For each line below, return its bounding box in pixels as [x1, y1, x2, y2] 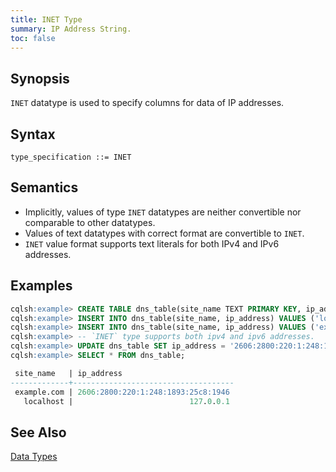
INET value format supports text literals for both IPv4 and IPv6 [24, 237, 280, 250]
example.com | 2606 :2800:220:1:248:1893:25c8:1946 [14, 387, 230, 397]
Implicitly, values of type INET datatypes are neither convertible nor [24, 206, 302, 218]
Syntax [10, 126, 56, 143]
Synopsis [10, 70, 70, 87]
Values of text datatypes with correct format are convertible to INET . [24, 227, 305, 239]
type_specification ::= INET [10, 152, 132, 162]
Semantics [10, 179, 79, 196]
